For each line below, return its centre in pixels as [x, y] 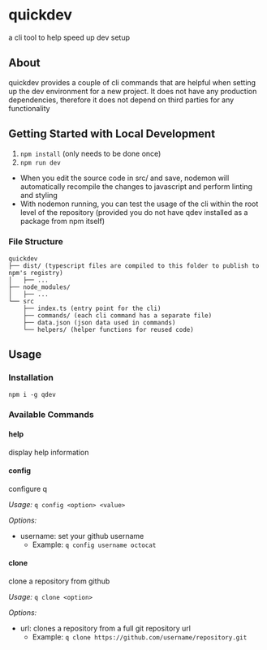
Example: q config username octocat [94, 545]
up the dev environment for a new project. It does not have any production [133, 91]
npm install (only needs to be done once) [90, 153]
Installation [31, 377]
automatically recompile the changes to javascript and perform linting [136, 186]
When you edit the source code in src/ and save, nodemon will [125, 178]
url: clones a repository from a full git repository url [105, 628]
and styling [39, 195]
